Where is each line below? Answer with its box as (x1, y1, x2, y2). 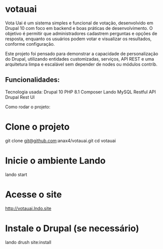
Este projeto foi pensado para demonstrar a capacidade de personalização (5, 51, 159, 57)
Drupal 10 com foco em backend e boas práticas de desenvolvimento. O (5, 25, 153, 31)
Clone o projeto (5, 121, 70, 132)
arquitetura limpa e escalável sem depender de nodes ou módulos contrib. (5, 61, 158, 67)
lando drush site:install (5, 239, 51, 245)
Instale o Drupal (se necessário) (5, 223, 139, 234)
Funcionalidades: (5, 76, 60, 84)
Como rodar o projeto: (5, 103, 51, 110)
